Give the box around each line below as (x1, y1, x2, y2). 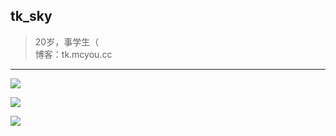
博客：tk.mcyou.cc (34, 48, 113, 60)
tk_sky (10, 8, 53, 25)
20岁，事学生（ (34, 35, 100, 48)
